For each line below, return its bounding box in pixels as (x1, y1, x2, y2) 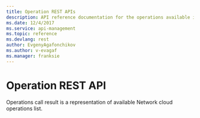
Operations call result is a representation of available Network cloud (6, 98, 173, 105)
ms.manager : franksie (6, 53, 60, 59)
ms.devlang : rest (6, 36, 49, 42)
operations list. (6, 105, 43, 112)
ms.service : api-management (6, 25, 76, 32)
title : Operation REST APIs (6, 8, 76, 15)
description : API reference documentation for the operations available (6, 14, 190, 20)
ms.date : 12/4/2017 (6, 20, 55, 26)
